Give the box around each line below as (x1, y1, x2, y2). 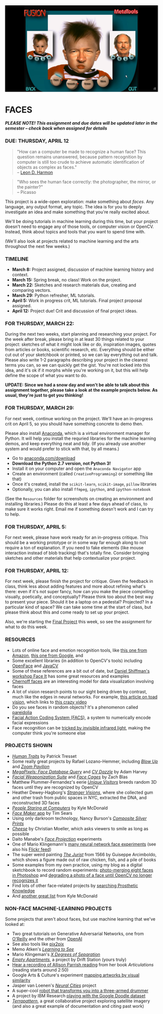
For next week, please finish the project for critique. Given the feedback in (5, 578, 153, 584)
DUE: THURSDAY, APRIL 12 (5, 137, 69, 144)
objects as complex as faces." (16, 164, 77, 170)
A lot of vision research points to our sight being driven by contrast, (12, 689, 147, 695)
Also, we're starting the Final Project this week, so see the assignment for (5, 619, 152, 625)
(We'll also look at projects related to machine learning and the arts (5, 238, 139, 244)
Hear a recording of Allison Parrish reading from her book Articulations (12, 962, 154, 968)
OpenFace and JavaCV (12, 663, 59, 669)
